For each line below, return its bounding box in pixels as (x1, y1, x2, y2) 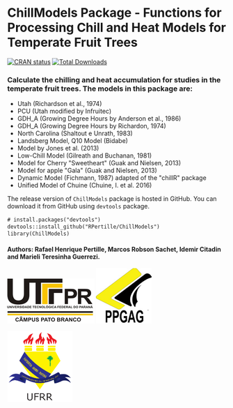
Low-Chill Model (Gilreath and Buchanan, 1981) (17, 151, 152, 160)
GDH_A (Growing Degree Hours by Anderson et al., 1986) (17, 114, 182, 123)
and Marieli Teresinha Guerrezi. (7, 252, 101, 261)
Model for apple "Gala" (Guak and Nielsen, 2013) (17, 166, 158, 175)
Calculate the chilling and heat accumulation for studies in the (7, 75, 221, 84)
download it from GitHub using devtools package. (7, 202, 150, 211)
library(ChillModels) (7, 230, 70, 238)
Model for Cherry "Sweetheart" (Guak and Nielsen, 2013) (17, 159, 182, 167)
